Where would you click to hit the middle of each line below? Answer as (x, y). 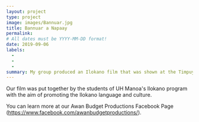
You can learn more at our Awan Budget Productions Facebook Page (90, 106)
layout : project (26, 11)
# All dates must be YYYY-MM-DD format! (57, 39)
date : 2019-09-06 (28, 45)
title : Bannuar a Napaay (37, 28)
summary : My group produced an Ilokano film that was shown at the (91, 72)
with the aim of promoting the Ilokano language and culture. (79, 95)
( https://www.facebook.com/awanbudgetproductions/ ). (74, 113)
